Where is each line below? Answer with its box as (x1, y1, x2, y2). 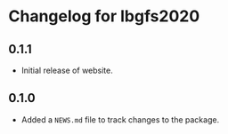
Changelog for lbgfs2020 (8, 6, 200, 27)
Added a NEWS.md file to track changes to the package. (20, 114, 220, 125)
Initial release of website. (20, 65, 113, 75)
